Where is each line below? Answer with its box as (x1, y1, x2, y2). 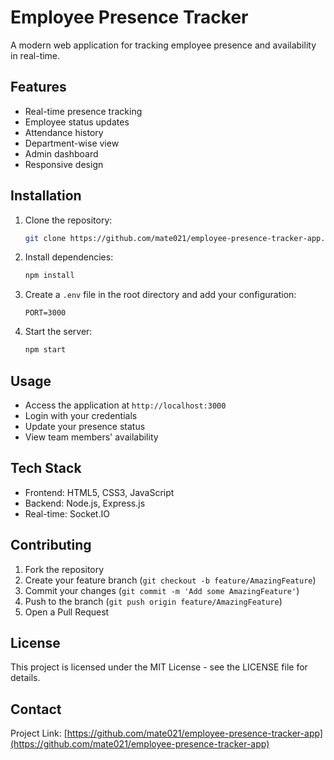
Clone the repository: (24, 214, 113, 226)
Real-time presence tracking (24, 105, 143, 117)
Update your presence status (24, 421, 146, 432)
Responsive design (24, 158, 104, 170)
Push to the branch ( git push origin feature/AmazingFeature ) (24, 595, 283, 607)
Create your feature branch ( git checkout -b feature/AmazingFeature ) (24, 574, 317, 586)
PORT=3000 (24, 308, 67, 318)
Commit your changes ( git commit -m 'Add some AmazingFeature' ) (24, 584, 300, 596)
